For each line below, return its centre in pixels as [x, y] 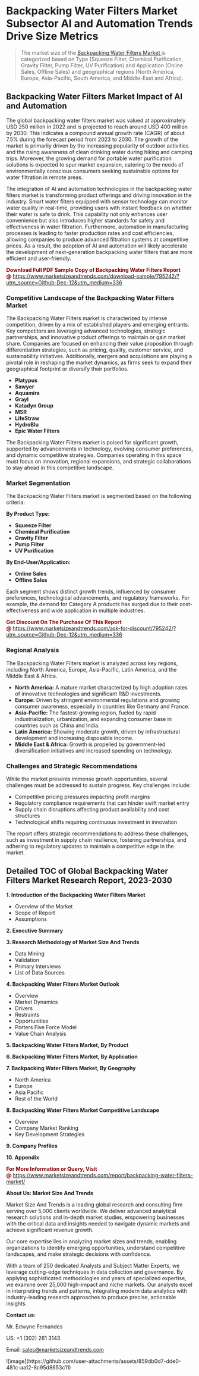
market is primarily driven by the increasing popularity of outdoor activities [97, 145]
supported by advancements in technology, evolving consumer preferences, [99, 449]
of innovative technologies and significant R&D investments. [88, 694]
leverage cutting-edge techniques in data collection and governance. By [94, 1272]
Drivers [24, 1008]
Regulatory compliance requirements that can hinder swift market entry [102, 803]
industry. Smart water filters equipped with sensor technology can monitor [97, 201]
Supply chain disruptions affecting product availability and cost [92, 809]
